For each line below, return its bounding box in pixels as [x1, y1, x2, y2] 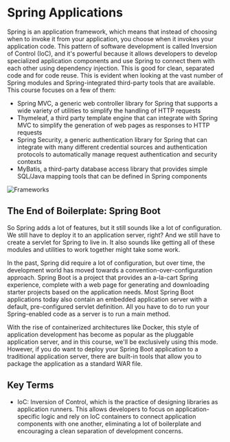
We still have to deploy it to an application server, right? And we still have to [7, 231, 221, 239]
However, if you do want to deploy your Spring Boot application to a [7, 345, 198, 353]
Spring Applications [7, 5, 124, 21]
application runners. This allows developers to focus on [16, 405, 174, 413]
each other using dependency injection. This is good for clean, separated [7, 64, 215, 72]
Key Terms [7, 380, 54, 391]
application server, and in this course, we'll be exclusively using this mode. [7, 338, 218, 346]
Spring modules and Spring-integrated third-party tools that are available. [7, 78, 216, 86]
